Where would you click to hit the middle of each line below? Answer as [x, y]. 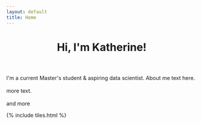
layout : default [27, 12]
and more [18, 104]
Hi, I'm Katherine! [102, 47]
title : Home [21, 17]
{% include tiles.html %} [36, 115]
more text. [19, 90]
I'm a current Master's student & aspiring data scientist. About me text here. [101, 78]
